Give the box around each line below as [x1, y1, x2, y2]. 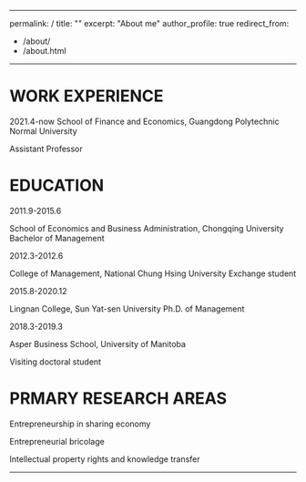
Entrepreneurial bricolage [9, 436, 105, 446]
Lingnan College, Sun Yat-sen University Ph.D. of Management [9, 303, 245, 314]
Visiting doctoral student [9, 356, 102, 367]
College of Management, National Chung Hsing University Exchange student [9, 268, 297, 279]
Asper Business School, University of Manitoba [9, 338, 187, 349]
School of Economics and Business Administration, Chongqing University [9, 222, 284, 233]
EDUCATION [9, 175, 105, 196]
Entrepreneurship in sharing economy [9, 418, 151, 429]
